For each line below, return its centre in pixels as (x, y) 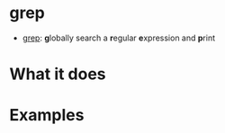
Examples (47, 115)
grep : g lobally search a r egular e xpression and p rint (119, 38)
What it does (58, 74)
